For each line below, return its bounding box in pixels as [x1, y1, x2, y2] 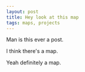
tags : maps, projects [6, 20, 60, 26]
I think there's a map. [6, 48, 58, 55]
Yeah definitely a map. [6, 59, 62, 66]
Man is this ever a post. [6, 36, 64, 43]
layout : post [6, 8, 39, 15]
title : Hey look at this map [6, 14, 79, 20]
